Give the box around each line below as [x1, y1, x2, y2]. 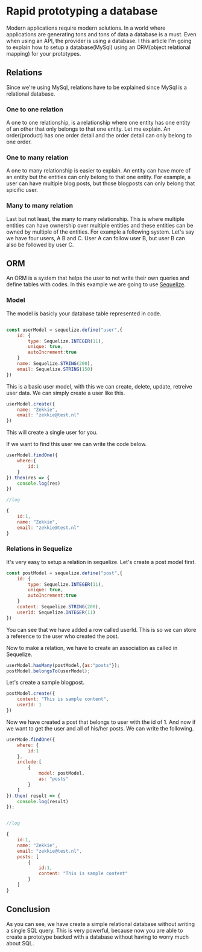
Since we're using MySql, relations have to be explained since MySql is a [6, 84, 187, 91]
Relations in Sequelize [6, 545, 72, 553]
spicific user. [6, 186, 38, 194]
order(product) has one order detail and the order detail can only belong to [6, 132, 192, 139]
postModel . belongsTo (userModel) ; [6, 668, 90, 674]
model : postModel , [38, 770, 85, 776]
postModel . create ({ [6, 691, 55, 697]
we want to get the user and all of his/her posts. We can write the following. [6, 724, 194, 732]
